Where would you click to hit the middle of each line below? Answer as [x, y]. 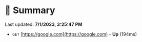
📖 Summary [30, 10]
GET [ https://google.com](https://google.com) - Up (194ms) [74, 34]
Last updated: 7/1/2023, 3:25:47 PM [44, 24]
